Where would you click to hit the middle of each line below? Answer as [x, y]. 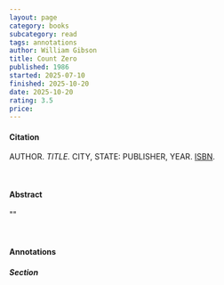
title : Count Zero [43, 59]
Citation [24, 137]
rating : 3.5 [31, 100]
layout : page [33, 17]
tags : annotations [43, 42]
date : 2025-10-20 [41, 92]
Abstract [26, 195]
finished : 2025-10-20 [49, 84]
